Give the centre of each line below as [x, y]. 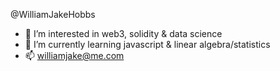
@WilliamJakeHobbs [53, 14]
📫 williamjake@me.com [74, 55]
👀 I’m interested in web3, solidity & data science [123, 33]
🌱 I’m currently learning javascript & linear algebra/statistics [147, 44]
